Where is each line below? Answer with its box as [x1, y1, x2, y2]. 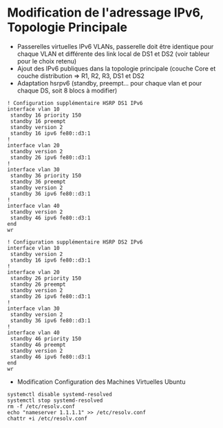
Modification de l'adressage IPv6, [7, 5, 204, 21]
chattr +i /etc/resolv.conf [7, 415, 88, 422]
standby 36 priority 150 [10, 172, 81, 179]
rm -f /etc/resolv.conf [7, 402, 76, 410]
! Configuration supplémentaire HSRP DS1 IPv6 [7, 99, 143, 106]
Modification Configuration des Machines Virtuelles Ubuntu [17, 378, 186, 386]
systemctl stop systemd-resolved [7, 397, 103, 404]
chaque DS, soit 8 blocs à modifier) [17, 86, 118, 95]
